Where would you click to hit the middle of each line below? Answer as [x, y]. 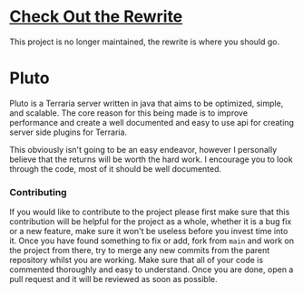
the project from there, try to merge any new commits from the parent [140, 250]
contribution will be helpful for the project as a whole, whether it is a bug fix [151, 222]
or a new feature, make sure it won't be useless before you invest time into [149, 232]
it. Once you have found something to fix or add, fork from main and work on [152, 241]
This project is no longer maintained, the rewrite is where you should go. [145, 42]
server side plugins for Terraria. [68, 132]
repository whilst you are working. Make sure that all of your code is [137, 260]
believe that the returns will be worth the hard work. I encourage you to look [151, 159]
